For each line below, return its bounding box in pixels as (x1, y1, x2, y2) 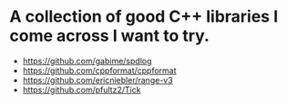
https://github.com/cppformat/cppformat (22, 65, 177, 76)
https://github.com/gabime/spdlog (22, 55, 152, 66)
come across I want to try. (9, 25, 210, 46)
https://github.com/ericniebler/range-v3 (22, 74, 173, 85)
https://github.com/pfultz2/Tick (22, 84, 141, 95)
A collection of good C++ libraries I (9, 6, 279, 27)
